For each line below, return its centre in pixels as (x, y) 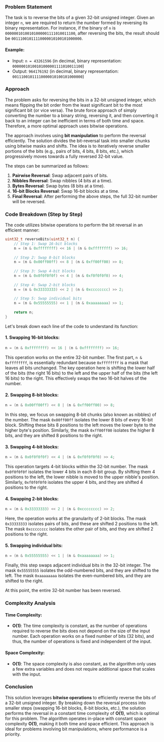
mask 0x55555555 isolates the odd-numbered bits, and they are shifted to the (82, 570)
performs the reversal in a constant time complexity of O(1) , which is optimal (82, 713)
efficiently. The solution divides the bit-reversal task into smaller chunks (78, 141)
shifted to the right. (24, 581)
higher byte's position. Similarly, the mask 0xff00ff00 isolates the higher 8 (80, 430)
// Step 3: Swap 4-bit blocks (45, 271)
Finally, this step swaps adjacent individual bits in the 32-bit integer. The (78, 565)
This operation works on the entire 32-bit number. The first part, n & (74, 357)
